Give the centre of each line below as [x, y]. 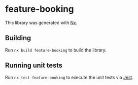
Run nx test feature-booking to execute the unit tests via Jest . [69, 77]
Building [18, 38]
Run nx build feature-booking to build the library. [56, 50]
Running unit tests [34, 66]
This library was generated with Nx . [41, 23]
